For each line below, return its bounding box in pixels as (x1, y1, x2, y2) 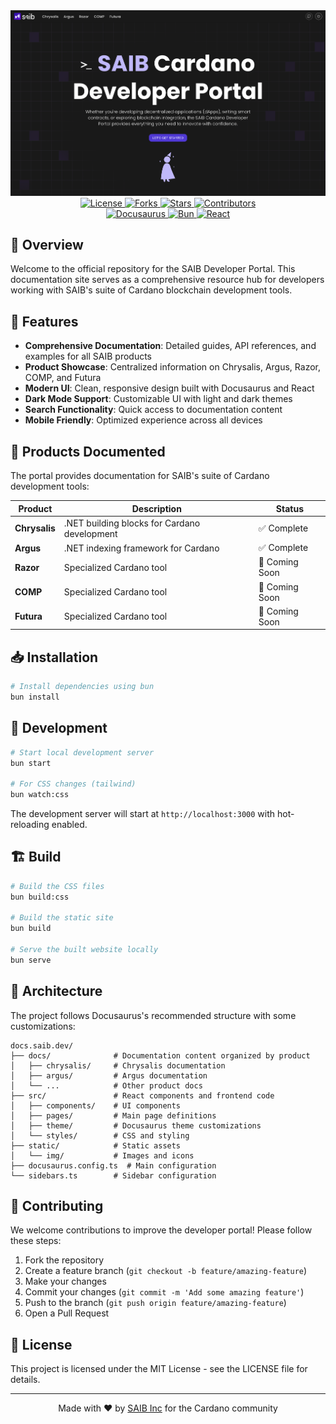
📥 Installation (10, 649, 99, 666)
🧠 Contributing (10, 1198, 104, 1215)
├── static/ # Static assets (10, 1140, 182, 1151)
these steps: (10, 1235, 62, 1247)
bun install (10, 692, 60, 702)
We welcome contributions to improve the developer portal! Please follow (10, 1224, 313, 1236)
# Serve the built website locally (10, 945, 159, 955)
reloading (10, 819, 50, 831)
